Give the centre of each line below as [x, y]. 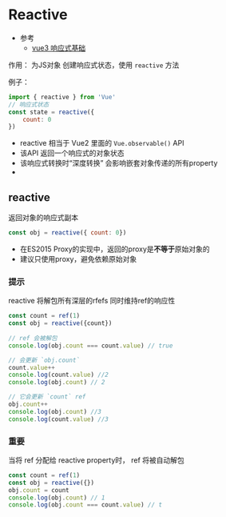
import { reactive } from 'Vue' [62, 97]
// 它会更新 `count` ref [47, 397]
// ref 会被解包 [33, 338]
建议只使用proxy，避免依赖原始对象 [78, 259]
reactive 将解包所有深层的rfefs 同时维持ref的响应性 [92, 301]
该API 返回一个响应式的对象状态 [72, 153]
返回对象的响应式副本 [43, 218]
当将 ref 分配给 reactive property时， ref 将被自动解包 [97, 460]
